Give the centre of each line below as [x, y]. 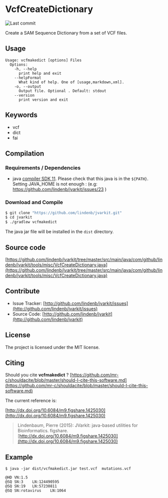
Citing [15, 363]
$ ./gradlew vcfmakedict [31, 222]
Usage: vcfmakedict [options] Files [43, 60]
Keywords [21, 115]
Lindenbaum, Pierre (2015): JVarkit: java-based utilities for [77, 425]
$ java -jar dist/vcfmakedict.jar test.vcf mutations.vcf [68, 469]
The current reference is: [31, 401]
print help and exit [40, 73]
